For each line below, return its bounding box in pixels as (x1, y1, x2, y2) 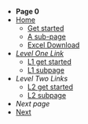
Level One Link (15, 49, 64, 58)
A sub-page (27, 32, 67, 41)
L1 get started (27, 57, 72, 66)
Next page (15, 99, 50, 108)
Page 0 (15, 7, 39, 16)
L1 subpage (27, 66, 65, 74)
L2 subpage (27, 91, 67, 100)
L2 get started (27, 82, 73, 92)
